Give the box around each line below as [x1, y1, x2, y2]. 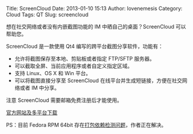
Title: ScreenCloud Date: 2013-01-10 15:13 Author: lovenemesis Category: [6, 5, 183, 12]
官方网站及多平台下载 [6, 109, 57, 116]
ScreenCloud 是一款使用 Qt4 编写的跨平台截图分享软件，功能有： [6, 43, 164, 50]
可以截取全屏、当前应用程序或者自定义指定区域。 [14, 62, 133, 69]
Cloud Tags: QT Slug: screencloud [6, 11, 89, 18]
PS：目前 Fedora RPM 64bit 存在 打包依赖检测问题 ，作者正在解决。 [6, 122, 167, 128]
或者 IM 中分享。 [19, 84, 60, 91]
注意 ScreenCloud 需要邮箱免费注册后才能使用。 [6, 97, 123, 104]
